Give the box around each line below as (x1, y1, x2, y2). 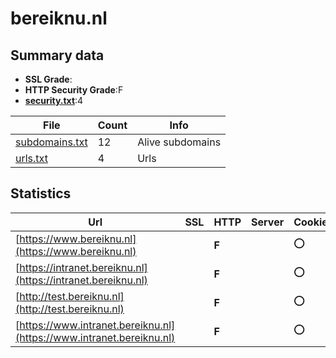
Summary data (10, 47, 105, 64)
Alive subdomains (137, 135, 222, 149)
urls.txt (15, 152, 48, 165)
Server (251, 215, 285, 229)
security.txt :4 (24, 95, 84, 106)
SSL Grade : (24, 73, 73, 85)
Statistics (10, 185, 72, 202)
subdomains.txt (15, 135, 88, 149)
